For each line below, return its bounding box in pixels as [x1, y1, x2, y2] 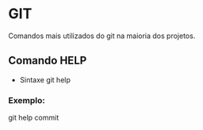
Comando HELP [8, 54, 87, 67]
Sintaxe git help [19, 75, 71, 84]
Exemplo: [8, 94, 46, 105]
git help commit [8, 113, 59, 123]
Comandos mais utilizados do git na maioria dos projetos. [8, 31, 196, 40]
